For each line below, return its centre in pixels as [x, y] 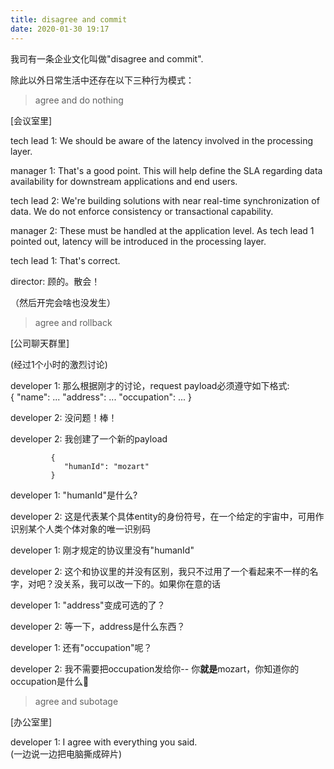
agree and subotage [76, 701]
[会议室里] [31, 120]
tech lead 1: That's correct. [65, 260]
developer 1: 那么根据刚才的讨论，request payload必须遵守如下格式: [150, 385]
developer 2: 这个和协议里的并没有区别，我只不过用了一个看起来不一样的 [160, 571]
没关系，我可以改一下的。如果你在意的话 [137, 583]
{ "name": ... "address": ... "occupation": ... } [101, 397]
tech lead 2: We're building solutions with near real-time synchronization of [165, 200]
